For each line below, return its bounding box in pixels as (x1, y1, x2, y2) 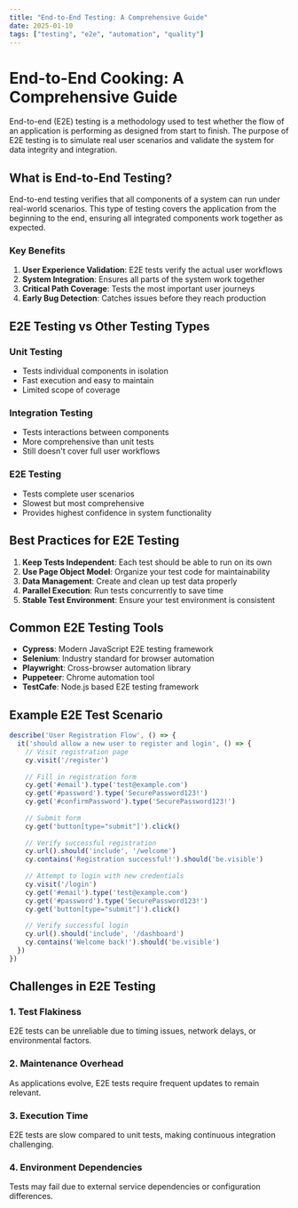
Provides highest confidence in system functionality (21, 507, 212, 518)
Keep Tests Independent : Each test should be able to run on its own (21, 557, 272, 568)
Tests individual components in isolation (21, 366, 169, 376)
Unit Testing (9, 345, 63, 358)
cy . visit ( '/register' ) (25, 755, 109, 765)
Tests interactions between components (21, 427, 169, 438)
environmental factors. (9, 1035, 92, 1046)
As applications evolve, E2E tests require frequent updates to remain (9, 1077, 260, 1088)
